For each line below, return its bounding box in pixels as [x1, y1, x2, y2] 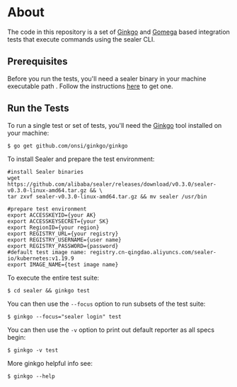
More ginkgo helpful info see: [7, 359, 93, 367]
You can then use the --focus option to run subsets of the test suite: [7, 299, 206, 308]
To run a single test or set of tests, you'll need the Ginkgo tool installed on [7, 121, 222, 129]
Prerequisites [7, 56, 68, 68]
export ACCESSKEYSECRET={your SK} [7, 218, 110, 225]
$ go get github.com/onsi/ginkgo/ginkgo [7, 142, 129, 149]
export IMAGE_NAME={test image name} [7, 261, 119, 268]
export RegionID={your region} [7, 224, 100, 231]
